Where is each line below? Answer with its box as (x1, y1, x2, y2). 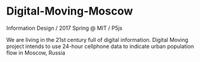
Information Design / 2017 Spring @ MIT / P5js (6, 24, 123, 32)
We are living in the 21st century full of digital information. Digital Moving (6, 36, 189, 43)
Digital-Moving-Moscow (6, 4, 133, 18)
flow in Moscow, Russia (6, 49, 65, 56)
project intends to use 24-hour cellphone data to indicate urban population (6, 43, 194, 50)
